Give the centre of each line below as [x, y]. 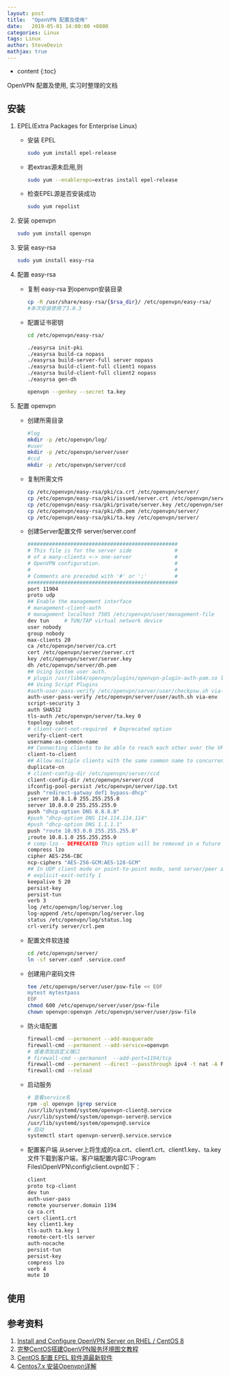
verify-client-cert [55, 735]
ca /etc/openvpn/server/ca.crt [72, 646]
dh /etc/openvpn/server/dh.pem [72, 666]
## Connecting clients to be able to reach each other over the [121, 748]
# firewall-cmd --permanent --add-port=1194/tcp [100, 1058]
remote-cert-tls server [61, 1237]
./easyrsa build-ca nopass [66, 354]
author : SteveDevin [35, 45]
